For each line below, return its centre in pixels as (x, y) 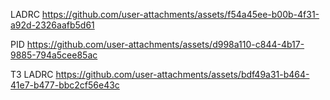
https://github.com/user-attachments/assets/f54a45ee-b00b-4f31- (180, 14)
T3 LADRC (32, 74)
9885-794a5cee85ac (54, 55)
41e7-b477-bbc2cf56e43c (65, 85)
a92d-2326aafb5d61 (52, 25)
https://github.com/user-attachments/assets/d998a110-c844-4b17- (165, 44)
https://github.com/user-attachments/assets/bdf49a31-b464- (182, 74)
